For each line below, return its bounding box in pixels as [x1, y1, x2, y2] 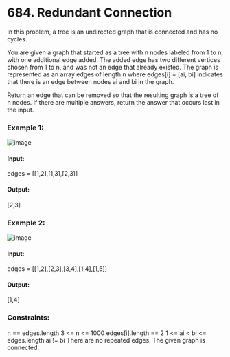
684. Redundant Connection [7, 5, 172, 21]
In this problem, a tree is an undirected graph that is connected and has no [7, 28, 218, 36]
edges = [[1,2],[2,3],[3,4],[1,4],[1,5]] [7, 265, 108, 273]
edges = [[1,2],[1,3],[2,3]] [7, 170, 78, 178]
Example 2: [7, 218, 45, 227]
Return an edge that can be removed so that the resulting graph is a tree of [7, 91, 219, 99]
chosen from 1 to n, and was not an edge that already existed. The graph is [7, 63, 219, 71]
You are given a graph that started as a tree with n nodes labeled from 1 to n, [7, 48, 224, 57]
